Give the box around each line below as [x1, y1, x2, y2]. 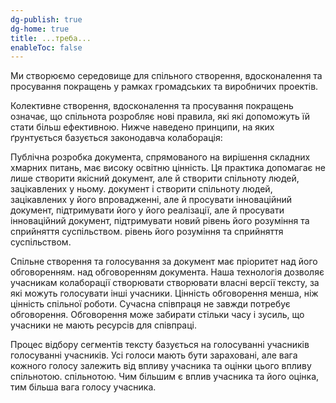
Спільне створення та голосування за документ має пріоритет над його [10, 256, 318, 268]
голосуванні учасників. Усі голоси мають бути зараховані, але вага [10, 349, 298, 361]
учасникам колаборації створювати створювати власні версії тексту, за [10, 277, 320, 289]
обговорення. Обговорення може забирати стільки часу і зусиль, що [10, 309, 305, 321]
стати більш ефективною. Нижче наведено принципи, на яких [10, 121, 275, 133]
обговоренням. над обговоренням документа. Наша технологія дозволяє [10, 266, 325, 278]
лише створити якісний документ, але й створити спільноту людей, [10, 172, 300, 185]
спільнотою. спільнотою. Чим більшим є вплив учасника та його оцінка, [10, 371, 320, 383]
